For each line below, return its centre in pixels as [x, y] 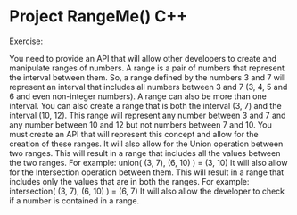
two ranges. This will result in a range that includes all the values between [145, 153]
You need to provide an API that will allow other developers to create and [143, 58]
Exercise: [26, 41]
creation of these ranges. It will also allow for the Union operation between [146, 144]
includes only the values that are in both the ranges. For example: [129, 181]
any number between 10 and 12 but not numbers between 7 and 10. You [140, 124]
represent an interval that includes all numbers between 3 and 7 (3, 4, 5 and [148, 87]
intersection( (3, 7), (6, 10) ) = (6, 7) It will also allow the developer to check [147, 191]
